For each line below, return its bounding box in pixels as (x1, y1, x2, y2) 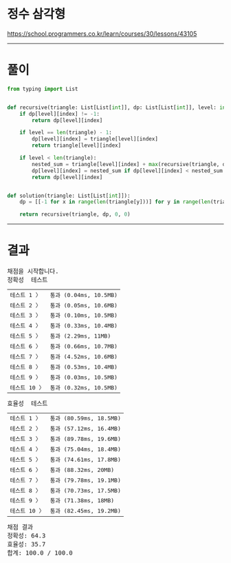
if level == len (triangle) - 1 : (19, 129, 112, 136)
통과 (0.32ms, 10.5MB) (49, 384, 118, 391)
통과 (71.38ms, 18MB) (49, 497, 115, 504)
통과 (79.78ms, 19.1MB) (49, 476, 122, 484)
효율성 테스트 (7, 399, 48, 407)
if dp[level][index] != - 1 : (19, 110, 100, 117)
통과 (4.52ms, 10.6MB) (49, 353, 118, 360)
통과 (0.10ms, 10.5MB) (49, 311, 118, 319)
